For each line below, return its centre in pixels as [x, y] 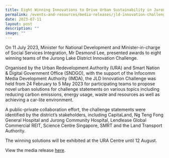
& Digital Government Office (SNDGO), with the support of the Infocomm [80, 73]
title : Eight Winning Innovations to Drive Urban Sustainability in [78, 10]
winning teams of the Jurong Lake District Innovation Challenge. [72, 58]
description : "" [22, 29]
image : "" [16, 33]
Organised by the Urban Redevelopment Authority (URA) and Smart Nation [82, 68]
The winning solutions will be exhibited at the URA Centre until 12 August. [81, 140]
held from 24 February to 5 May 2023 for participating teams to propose [80, 84]
